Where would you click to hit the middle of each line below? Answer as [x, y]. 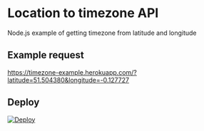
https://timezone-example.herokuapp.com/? [72, 72]
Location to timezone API [83, 13]
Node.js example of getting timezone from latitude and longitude [102, 33]
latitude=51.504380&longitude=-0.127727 [68, 80]
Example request [46, 55]
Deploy [24, 102]
